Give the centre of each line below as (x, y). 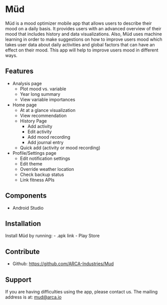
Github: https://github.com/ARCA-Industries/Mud (63, 264)
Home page (25, 105)
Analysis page (27, 83)
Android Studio (28, 208)
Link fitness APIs (37, 179)
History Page (33, 121)
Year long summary (40, 94)
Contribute (23, 251)
